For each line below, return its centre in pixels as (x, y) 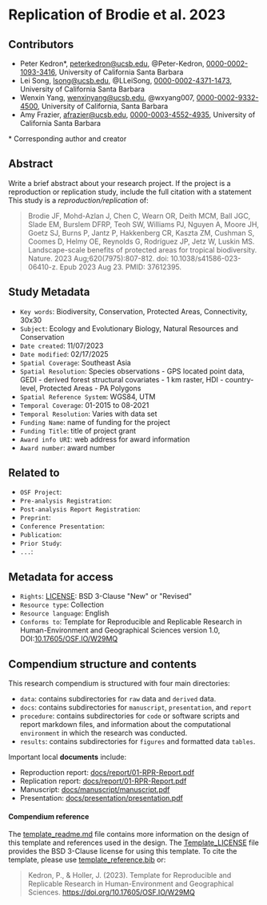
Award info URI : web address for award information (105, 439)
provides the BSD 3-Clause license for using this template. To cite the (123, 851)
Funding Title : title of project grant (78, 430)
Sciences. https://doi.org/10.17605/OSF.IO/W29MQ (112, 892)
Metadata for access (61, 577)
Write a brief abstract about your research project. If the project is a (120, 183)
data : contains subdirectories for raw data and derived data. (118, 699)
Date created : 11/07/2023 (62, 345)
